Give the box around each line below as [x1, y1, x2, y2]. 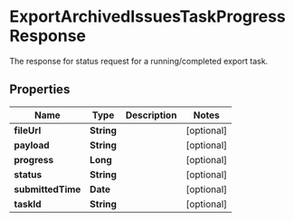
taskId [14, 198, 43, 210]
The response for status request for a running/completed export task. [9, 55, 269, 66]
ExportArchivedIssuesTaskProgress [9, 6, 287, 27]
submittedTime [14, 183, 81, 196]
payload [14, 139, 50, 151]
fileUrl [14, 124, 42, 137]
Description [125, 109, 177, 121]
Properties [9, 82, 71, 97]
